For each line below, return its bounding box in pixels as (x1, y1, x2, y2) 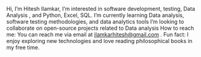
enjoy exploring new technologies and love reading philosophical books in (6, 38, 192, 44)
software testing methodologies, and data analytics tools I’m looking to (6, 18, 185, 25)
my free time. (6, 44, 40, 51)
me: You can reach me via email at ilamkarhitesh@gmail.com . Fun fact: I (6, 31, 189, 38)
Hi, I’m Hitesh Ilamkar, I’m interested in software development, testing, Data (6, 5, 196, 12)
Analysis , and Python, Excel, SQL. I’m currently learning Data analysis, (6, 12, 185, 19)
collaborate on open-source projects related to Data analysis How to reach (6, 24, 194, 32)
